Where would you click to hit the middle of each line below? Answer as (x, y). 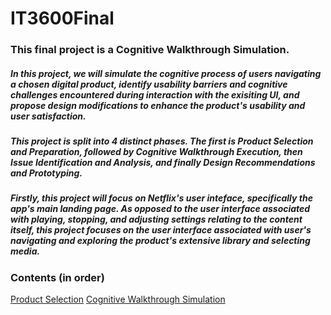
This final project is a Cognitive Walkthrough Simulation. (150, 50)
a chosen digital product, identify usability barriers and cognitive (149, 84)
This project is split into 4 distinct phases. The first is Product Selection (162, 141)
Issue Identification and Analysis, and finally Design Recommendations (163, 163)
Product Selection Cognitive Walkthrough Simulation (118, 299)
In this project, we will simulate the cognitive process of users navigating (166, 73)
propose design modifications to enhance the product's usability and (158, 105)
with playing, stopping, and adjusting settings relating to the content (156, 219)
